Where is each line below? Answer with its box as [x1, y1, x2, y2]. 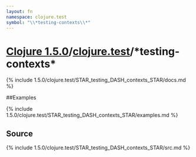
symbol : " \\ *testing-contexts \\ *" [6, 19, 91, 25]
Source [6, 128, 34, 138]
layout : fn [6, 8, 33, 15]
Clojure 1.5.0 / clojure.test [6, 45, 131, 58]
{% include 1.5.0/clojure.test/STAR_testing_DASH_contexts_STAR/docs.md [6, 77, 187, 84]
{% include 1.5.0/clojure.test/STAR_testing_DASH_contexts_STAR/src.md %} [6, 144, 191, 151]
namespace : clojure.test [6, 14, 67, 20]
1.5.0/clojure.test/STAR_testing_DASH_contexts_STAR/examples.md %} [6, 112, 178, 119]
